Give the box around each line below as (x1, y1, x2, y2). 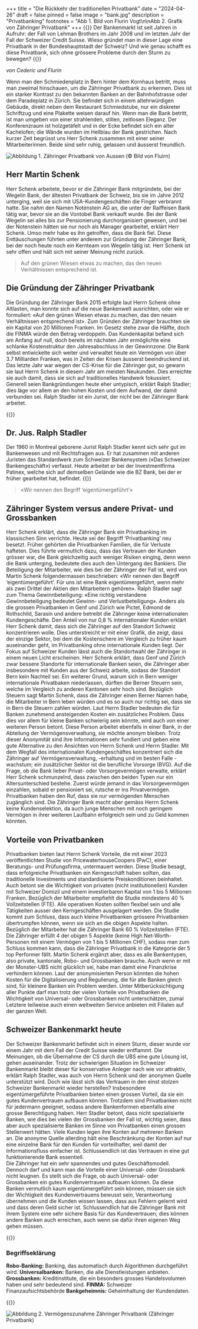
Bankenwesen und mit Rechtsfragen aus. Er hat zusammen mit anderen (6, 450, 180, 457)
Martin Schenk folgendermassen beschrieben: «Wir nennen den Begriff (6, 573, 180, 580)
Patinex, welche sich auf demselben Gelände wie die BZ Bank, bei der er (6, 468, 182, 476)
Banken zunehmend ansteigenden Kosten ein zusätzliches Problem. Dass (6, 711, 184, 718)
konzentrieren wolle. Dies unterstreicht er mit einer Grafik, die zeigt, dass (6, 629, 184, 636)
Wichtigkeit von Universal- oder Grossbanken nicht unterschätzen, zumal (6, 995, 184, 1002)
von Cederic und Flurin (6, 67, 62, 73)
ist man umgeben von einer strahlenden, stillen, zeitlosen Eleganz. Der (6, 116, 177, 123)
